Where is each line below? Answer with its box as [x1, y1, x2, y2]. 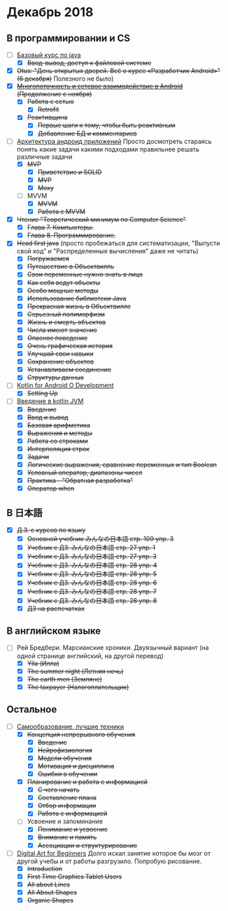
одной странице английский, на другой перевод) [16, 651, 164, 660]
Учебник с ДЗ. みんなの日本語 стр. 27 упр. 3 [27, 552, 157, 561]
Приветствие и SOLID [37, 168, 102, 176]
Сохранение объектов [27, 357, 94, 366]
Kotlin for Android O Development [16, 381, 114, 390]
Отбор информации [37, 802, 97, 810]
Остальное [6, 703, 57, 716]
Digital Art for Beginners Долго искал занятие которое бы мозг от [16, 849, 211, 857]
